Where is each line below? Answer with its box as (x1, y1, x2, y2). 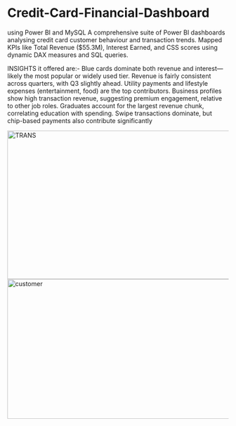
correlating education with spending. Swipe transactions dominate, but (7, 109, 212, 117)
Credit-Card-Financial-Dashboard (7, 5, 210, 21)
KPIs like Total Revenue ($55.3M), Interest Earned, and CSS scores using (7, 43, 218, 51)
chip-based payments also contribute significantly (7, 116, 153, 124)
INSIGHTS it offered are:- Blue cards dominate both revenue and (7, 64, 194, 72)
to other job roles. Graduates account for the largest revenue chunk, (7, 101, 204, 110)
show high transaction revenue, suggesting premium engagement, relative (7, 93, 223, 103)
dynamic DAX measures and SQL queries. (7, 51, 129, 59)
